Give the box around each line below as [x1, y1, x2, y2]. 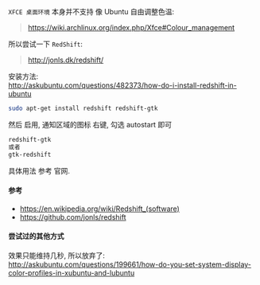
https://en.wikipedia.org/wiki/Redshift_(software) [19, 204, 180, 213]
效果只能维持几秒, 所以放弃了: [8, 250, 106, 260]
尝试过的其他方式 [8, 232, 64, 241]
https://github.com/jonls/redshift [19, 212, 126, 221]
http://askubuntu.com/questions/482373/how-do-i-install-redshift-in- [8, 80, 237, 90]
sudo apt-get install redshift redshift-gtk [8, 104, 158, 112]
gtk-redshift [8, 150, 52, 158]
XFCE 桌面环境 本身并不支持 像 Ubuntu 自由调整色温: [8, 7, 175, 16]
